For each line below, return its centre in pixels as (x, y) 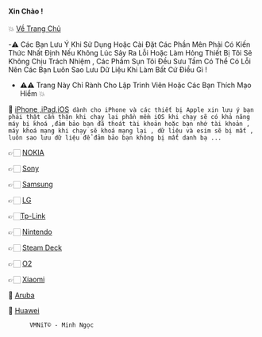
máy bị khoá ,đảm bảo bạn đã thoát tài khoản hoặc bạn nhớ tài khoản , (129, 124)
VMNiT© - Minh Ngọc (61, 325)
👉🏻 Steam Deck (35, 248)
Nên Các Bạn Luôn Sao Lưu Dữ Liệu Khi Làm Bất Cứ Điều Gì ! (108, 70)
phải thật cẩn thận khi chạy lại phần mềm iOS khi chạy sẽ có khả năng (129, 117)
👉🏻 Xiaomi (27, 280)
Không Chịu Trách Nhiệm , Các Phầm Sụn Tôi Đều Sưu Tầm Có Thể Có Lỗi (130, 61)
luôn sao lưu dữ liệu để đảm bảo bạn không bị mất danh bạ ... (115, 138)
